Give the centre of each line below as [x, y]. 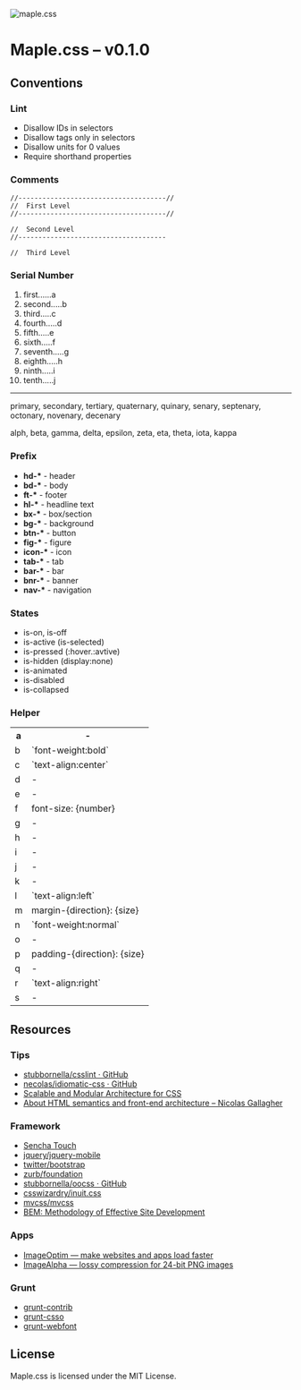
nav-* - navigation [57, 590]
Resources [41, 1029]
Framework [35, 1126]
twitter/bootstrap [54, 1164]
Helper [25, 712]
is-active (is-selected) [64, 642]
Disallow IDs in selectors [68, 128]
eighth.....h [43, 362]
